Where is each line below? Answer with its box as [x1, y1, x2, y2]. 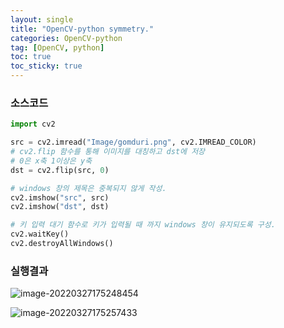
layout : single [10, 14, 74, 25]
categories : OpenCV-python [10, 33, 123, 43]
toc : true [10, 52, 52, 62]
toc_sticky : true [10, 61, 83, 71]
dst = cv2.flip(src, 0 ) [10, 165, 110, 175]
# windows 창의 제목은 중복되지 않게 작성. [10, 183, 167, 193]
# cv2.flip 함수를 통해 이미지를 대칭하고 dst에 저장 [10, 147, 206, 157]
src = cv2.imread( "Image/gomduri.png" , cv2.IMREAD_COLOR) [10, 137, 257, 148]
